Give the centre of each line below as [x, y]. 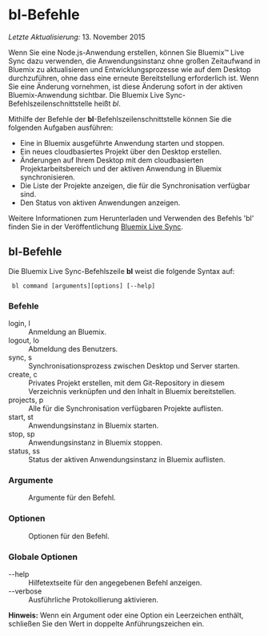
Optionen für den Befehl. [69, 536]
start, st [21, 417]
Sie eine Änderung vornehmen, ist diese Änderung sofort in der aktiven [126, 87]
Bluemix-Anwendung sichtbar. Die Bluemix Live [86, 95]
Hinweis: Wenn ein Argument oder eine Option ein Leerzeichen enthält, [126, 615]
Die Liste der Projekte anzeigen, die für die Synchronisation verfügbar [135, 185]
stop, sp [22, 434]
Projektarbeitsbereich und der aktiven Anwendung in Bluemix [121, 168]
